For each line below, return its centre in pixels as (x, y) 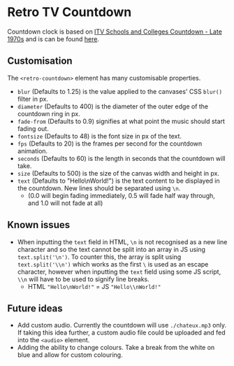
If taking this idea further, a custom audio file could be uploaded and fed (121, 332)
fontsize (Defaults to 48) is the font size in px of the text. (100, 136)
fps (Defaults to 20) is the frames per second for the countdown (110, 143)
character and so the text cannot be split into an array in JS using (111, 249)
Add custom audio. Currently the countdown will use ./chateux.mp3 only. (122, 325)
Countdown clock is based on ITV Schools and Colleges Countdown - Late (115, 31)
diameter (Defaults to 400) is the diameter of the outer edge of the (113, 106)
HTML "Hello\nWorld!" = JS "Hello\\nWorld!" (94, 286)
